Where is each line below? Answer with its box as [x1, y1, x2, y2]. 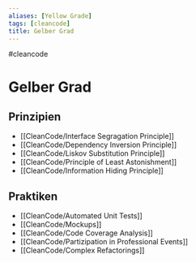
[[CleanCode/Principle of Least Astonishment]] [19, 157, 177, 167]
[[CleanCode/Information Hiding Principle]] [19, 166, 164, 175]
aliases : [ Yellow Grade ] [8, 11, 92, 20]
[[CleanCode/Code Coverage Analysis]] [19, 228, 154, 238]
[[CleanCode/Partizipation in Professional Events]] [19, 237, 189, 247]
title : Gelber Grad [8, 27, 75, 35]
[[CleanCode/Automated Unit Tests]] [19, 211, 143, 221]
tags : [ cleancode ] [8, 19, 70, 28]
